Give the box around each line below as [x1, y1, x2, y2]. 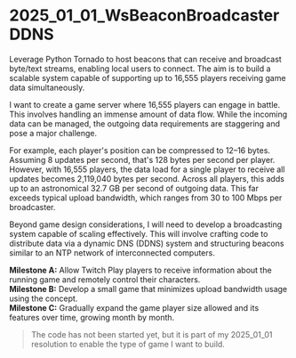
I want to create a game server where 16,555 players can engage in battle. [9, 99, 281, 110]
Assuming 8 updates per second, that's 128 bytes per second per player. [9, 154, 276, 165]
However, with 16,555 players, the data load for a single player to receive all [9, 164, 285, 175]
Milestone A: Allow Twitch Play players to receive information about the [9, 264, 273, 275]
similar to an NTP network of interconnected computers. [9, 247, 215, 258]
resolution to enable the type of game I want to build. [30, 338, 225, 349]
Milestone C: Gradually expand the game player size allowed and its [9, 302, 260, 313]
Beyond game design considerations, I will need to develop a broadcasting [9, 219, 283, 230]
